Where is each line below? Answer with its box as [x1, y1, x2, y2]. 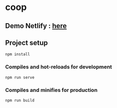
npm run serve [5, 75, 35, 80]
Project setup [5, 38, 48, 47]
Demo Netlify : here [5, 22, 67, 30]
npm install [5, 52, 30, 57]
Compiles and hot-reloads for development [5, 63, 112, 70]
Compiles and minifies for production [5, 86, 97, 93]
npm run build [5, 97, 35, 103]
